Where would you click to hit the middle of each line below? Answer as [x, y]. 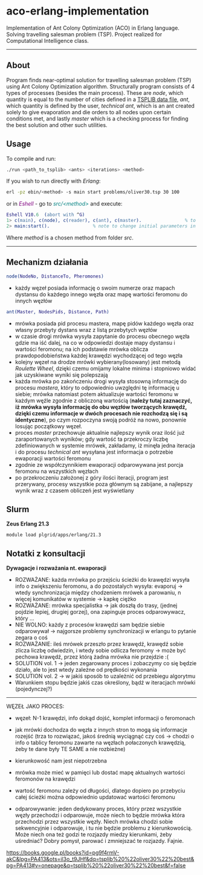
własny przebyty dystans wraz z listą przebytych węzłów [86, 330]
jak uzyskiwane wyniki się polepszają [61, 375]
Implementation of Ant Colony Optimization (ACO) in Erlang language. [93, 28]
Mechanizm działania [47, 262]
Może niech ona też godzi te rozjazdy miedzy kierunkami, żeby [93, 834]
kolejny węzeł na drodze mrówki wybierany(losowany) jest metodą [98, 362]
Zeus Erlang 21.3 [28, 524]
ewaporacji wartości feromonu [53, 458]
